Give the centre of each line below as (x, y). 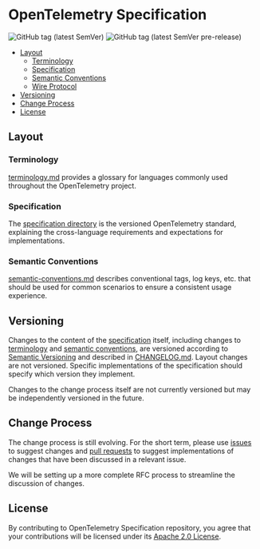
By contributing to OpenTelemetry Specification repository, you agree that (130, 527)
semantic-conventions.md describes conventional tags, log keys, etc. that (130, 279)
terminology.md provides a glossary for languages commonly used (118, 177)
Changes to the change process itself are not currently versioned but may (130, 390)
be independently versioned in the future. (77, 398)
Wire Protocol (54, 86)
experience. (28, 296)
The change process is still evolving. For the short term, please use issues (130, 442)
